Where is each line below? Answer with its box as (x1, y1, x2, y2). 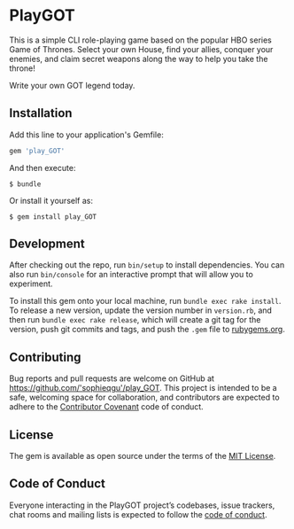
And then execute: (9, 162, 76, 173)
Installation (9, 105, 73, 121)
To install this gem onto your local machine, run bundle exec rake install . (9, 296, 282, 307)
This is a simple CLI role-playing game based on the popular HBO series (9, 35, 272, 45)
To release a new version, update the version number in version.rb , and (9, 305, 273, 315)
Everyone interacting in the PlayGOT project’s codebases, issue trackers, (9, 500, 275, 510)
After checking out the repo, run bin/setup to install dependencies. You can (9, 260, 285, 270)
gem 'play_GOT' (9, 146, 66, 155)
